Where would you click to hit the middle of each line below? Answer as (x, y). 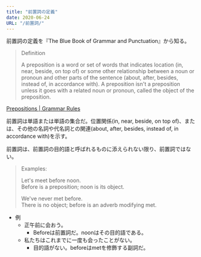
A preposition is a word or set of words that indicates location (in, (102, 65)
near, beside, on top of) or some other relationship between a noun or (108, 71)
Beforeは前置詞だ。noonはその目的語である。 (90, 233)
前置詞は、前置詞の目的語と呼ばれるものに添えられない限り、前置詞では (96, 149)
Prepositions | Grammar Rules (43, 109)
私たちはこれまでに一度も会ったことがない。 (80, 240)
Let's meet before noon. (51, 181)
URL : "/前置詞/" (25, 23)
